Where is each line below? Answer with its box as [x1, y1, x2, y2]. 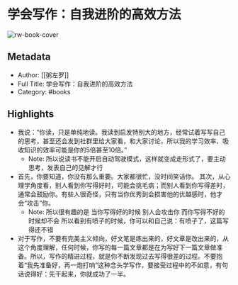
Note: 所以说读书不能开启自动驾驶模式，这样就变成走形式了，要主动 [28, 154, 227, 163]
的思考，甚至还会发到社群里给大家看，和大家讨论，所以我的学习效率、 [17, 136, 223, 145]
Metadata [7, 51, 51, 63]
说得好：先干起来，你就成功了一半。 [23, 269, 130, 278]
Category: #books [17, 87, 71, 96]
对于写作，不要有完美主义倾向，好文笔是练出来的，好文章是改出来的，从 [17, 234, 229, 242]
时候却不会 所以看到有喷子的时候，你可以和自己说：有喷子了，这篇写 [28, 216, 229, 225]
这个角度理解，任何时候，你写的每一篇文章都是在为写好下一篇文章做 [17, 242, 217, 252]
